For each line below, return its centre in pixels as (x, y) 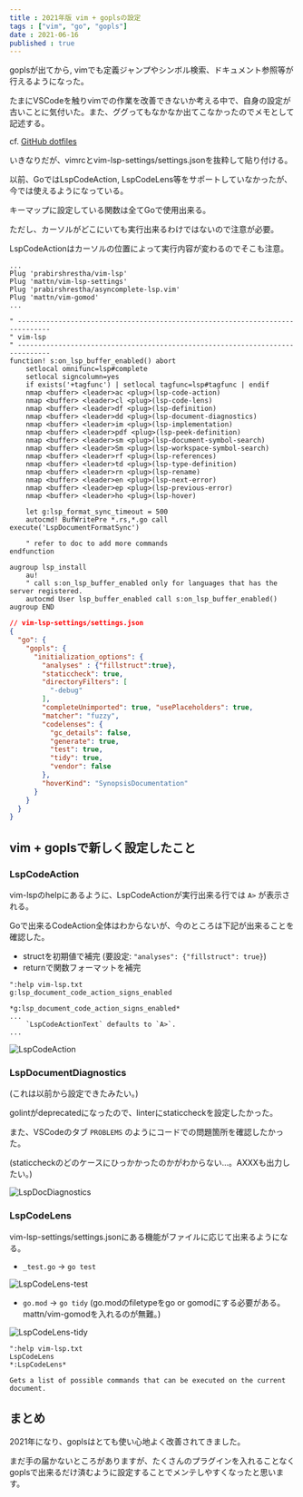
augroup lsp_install (49, 568)
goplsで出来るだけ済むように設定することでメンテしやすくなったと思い (143, 1473)
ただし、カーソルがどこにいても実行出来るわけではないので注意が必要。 (144, 230)
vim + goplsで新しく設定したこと (103, 848)
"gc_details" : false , (90, 733)
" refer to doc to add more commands (97, 544)
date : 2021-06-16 (44, 34)
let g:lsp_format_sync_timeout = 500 (97, 512)
